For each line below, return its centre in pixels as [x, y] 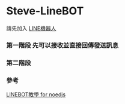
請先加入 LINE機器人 [31, 28]
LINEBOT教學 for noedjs [36, 94]
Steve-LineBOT [45, 11]
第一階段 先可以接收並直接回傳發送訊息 [62, 45]
